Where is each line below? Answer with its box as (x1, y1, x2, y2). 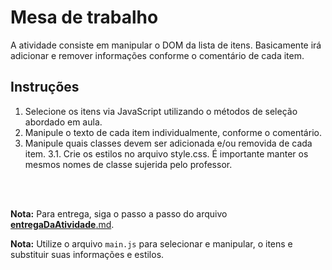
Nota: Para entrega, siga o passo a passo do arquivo (10, 207, 228, 220)
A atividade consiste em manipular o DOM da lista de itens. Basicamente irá (10, 39, 322, 51)
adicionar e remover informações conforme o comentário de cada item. (10, 49, 305, 61)
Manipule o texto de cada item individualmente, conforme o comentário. (24, 126, 322, 138)
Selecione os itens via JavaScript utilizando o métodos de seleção (24, 105, 298, 117)
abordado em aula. (24, 116, 103, 128)
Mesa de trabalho (10, 6, 159, 29)
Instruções (10, 79, 80, 96)
